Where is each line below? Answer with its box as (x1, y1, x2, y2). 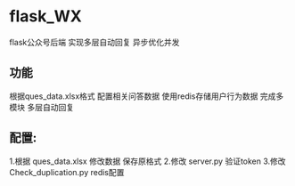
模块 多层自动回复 (9, 101, 74, 112)
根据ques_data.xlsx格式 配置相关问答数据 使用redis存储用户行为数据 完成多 (9, 91, 284, 101)
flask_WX (9, 6, 82, 27)
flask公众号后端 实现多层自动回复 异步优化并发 (9, 36, 180, 47)
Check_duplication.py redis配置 (9, 166, 125, 177)
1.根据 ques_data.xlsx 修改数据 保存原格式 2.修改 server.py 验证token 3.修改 (9, 156, 287, 166)
